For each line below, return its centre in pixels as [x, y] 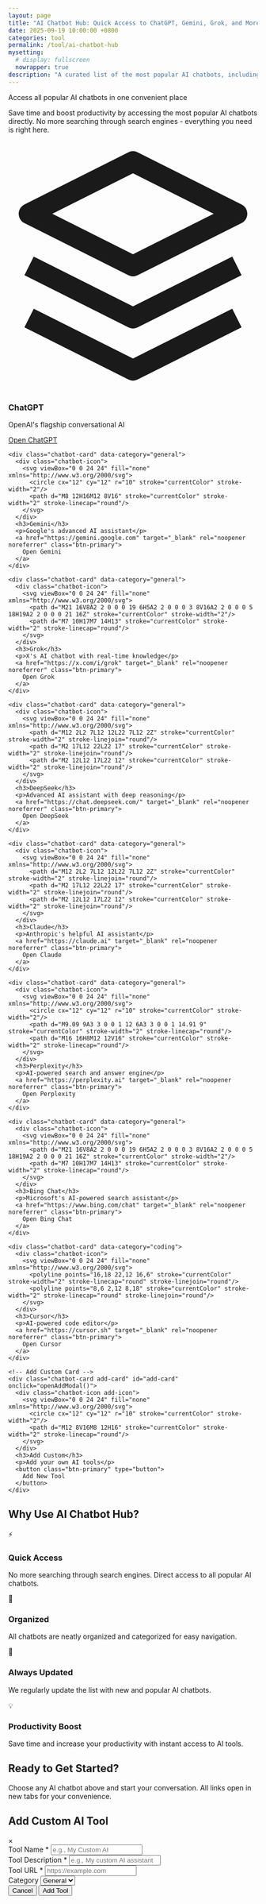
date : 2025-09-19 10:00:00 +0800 [63, 30]
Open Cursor [42, 1344]
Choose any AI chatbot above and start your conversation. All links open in [130, 1787]
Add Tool [55, 1890]
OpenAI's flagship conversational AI [66, 424]
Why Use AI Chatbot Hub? [74, 1514]
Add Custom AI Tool [58, 1821]
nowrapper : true [42, 68]
